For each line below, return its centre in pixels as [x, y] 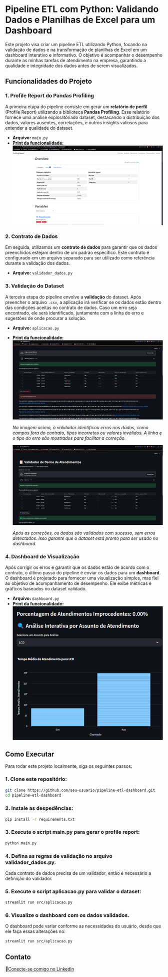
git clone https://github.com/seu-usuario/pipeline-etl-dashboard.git [80, 790]
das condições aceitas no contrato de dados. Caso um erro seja [71, 307]
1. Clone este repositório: [36, 779]
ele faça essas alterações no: [35, 931]
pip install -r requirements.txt [40, 819]
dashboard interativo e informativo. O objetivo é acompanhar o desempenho [84, 55]
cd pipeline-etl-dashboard [33, 795]
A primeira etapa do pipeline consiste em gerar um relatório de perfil [76, 107]
